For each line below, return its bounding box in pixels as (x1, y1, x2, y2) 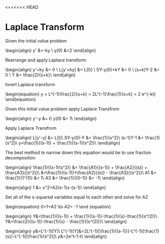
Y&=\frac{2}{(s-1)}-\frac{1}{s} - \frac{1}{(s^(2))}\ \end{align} (5, 218, 127, 224)
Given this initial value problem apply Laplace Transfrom (5, 106, 120, 112)
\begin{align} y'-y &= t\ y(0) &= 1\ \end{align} (5, 115, 97, 121)
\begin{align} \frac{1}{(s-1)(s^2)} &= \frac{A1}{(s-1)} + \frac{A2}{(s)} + (5, 164, 148, 170)
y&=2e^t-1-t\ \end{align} (57, 233, 107, 239)
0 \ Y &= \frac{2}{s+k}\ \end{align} (5, 72, 76, 78)
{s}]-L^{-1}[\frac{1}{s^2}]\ (5, 233, 57, 239)
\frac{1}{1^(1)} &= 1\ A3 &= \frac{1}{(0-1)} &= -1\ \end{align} (5, 175, 125, 181)
